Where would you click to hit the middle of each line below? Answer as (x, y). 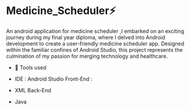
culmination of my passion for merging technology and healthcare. (87, 56)
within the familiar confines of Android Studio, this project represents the (94, 49)
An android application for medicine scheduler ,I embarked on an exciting (95, 31)
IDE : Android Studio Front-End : (53, 79)
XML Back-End (33, 90)
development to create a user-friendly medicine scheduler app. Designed (95, 44)
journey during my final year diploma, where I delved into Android (86, 37)
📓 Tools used (30, 67)
